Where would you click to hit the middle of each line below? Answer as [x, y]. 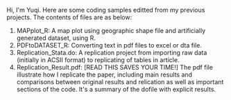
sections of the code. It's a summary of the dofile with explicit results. [116, 89]
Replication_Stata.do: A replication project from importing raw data [112, 52]
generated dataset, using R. [56, 38]
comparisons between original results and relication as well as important [120, 82]
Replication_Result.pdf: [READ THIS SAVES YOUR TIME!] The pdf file [114, 67]
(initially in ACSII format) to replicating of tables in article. [98, 60]
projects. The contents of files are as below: [69, 17]
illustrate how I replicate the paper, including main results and [104, 74]
